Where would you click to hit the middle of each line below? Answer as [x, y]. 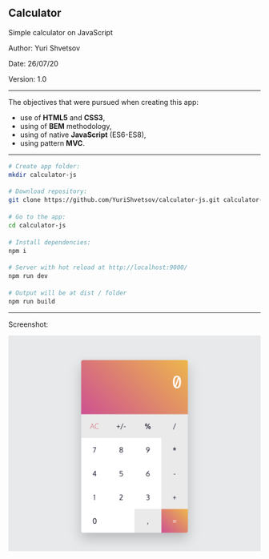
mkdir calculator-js [43, 175]
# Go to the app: [37, 217]
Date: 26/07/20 [33, 63]
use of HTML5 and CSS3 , [62, 117]
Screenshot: [28, 324]
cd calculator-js [37, 225]
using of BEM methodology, [66, 126]
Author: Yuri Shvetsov [44, 48]
